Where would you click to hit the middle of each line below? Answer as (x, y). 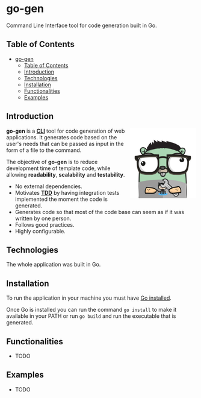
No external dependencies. (48, 186)
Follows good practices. (45, 224)
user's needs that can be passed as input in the (65, 144)
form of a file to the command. (44, 150)
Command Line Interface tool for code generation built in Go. (82, 25)
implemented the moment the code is (61, 199)
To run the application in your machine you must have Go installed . (89, 298)
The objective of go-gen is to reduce (52, 162)
